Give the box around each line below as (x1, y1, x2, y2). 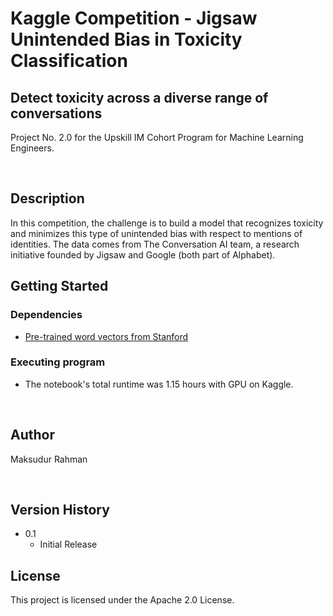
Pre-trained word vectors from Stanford (24, 330, 189, 342)
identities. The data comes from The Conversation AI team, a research (10, 238, 300, 250)
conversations (10, 105, 103, 122)
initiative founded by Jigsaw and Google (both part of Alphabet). (10, 248, 276, 261)
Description (10, 190, 85, 207)
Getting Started (10, 278, 109, 295)
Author (10, 427, 55, 444)
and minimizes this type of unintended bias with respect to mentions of (10, 227, 303, 239)
